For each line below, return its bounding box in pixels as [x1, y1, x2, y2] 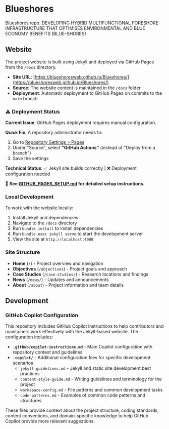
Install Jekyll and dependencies [12, 215, 79, 221]
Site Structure [5, 249, 40, 256]
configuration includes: [5, 334, 53, 340]
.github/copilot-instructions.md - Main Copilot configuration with [12, 344, 153, 350]
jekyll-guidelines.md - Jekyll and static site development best [20, 365, 151, 371]
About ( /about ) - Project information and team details [12, 282, 124, 288]
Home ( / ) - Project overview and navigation [12, 260, 103, 266]
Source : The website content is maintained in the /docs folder [12, 85, 141, 91]
